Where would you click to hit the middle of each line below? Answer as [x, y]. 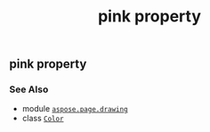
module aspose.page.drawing [75, 109]
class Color [43, 119]
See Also [29, 89]
